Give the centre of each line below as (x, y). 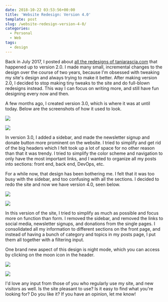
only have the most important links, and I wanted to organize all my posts (81, 158)
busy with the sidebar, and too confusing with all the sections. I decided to (82, 179)
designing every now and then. (37, 93)
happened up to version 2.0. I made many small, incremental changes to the (84, 67)
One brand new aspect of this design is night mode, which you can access (82, 249)
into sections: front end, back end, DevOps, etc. (55, 164)
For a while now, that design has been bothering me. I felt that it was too (80, 173)
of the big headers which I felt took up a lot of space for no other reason (80, 148)
